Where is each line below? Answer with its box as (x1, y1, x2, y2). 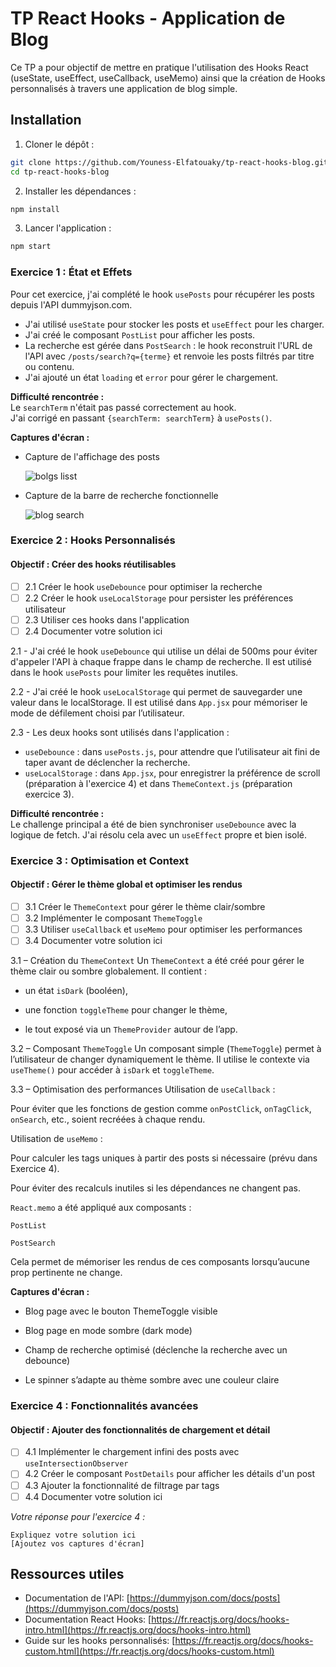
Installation (10, 112, 82, 129)
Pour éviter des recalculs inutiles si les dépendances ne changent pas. (10, 1182, 301, 1194)
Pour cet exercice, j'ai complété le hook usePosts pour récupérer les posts (10, 288, 315, 300)
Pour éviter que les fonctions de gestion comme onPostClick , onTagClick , (10, 1103, 312, 1115)
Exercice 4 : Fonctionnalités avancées (10, 1399, 199, 1413)
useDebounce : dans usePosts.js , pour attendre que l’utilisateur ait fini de (24, 745, 321, 757)
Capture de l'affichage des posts (24, 450, 160, 462)
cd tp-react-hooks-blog (10, 167, 110, 177)
